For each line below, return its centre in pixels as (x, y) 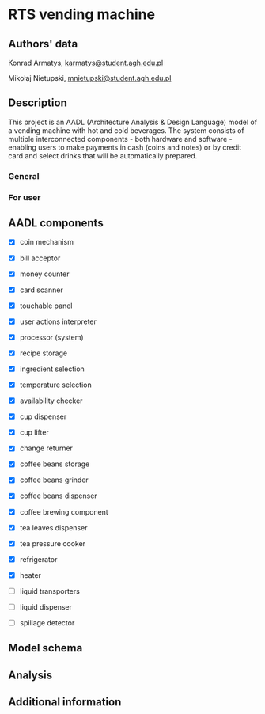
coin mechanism (46, 242)
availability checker (51, 401)
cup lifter (34, 432)
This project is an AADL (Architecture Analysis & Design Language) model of (133, 122)
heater (30, 575)
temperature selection (56, 385)
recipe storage (44, 353)
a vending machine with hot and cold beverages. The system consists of (127, 130)
